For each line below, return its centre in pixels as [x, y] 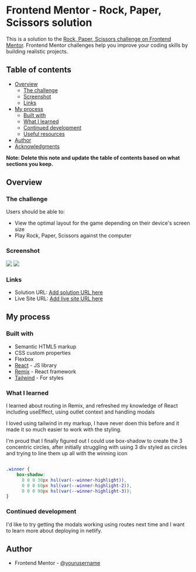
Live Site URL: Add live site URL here [59, 299]
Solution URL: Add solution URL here [59, 292]
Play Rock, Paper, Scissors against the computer [73, 236]
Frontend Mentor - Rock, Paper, [84, 10]
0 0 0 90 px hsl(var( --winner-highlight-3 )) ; [77, 491]
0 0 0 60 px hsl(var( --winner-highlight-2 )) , [77, 485]
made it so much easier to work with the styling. [64, 429]
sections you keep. [30, 164]
